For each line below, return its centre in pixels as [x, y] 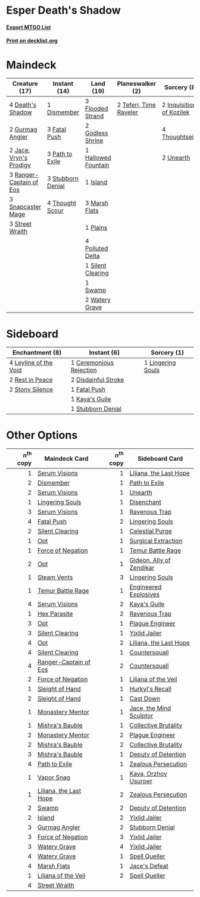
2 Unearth [176, 158]
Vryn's [18, 158]
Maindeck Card [66, 458]
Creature [25, 84]
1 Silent [96, 265]
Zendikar [142, 567]
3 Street [20, 224]
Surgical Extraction [156, 540]
